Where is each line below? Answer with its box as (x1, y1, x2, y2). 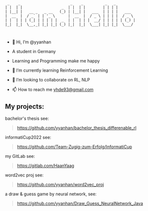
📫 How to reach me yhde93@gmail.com (12, 87, 94, 92)
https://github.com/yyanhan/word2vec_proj (16, 181, 104, 187)
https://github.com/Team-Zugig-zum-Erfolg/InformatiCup (16, 144, 132, 150)
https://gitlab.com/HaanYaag (16, 162, 74, 169)
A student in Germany (12, 49, 56, 54)
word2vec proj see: (5, 172, 44, 178)
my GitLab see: (5, 153, 35, 159)
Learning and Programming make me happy (12, 58, 100, 64)
